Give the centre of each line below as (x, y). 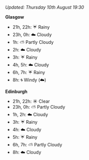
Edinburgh (16, 92)
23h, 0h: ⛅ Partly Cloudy (39, 107)
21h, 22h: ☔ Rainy (31, 27)
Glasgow (15, 17)
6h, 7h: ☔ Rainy (29, 72)
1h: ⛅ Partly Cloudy (33, 42)
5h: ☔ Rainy (25, 137)
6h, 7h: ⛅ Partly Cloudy (37, 145)
